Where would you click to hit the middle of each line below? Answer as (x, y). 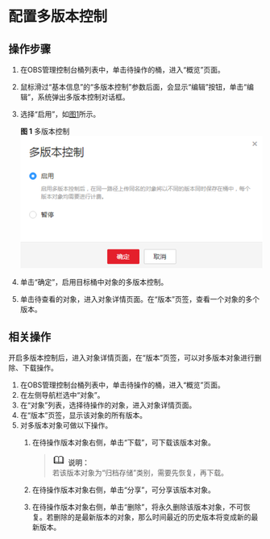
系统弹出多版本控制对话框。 (83, 97)
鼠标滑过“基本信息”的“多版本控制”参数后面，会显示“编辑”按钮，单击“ (133, 87)
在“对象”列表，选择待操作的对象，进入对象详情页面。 (108, 405)
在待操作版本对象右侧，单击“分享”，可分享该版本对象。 (123, 490)
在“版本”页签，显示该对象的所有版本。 (83, 416)
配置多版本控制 (58, 17)
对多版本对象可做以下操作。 (66, 425)
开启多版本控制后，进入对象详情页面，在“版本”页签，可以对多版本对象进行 (132, 358)
